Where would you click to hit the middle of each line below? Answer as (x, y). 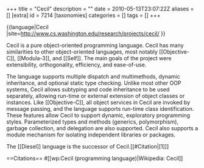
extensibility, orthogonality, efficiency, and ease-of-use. (76, 65)
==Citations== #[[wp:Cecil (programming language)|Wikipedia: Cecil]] (95, 158)
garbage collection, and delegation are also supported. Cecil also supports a (102, 128)
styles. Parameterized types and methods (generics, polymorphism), (92, 122)
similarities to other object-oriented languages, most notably (82, 52)
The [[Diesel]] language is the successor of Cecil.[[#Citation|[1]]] (88, 146)
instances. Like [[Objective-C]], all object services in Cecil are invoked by (98, 102)
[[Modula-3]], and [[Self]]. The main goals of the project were (94, 58)
